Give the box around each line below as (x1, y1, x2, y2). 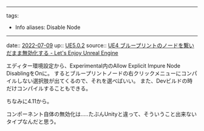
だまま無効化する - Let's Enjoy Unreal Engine (6, 50, 118, 56)
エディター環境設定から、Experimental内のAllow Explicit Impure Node (6, 62, 181, 69)
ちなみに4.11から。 (6, 98, 53, 104)
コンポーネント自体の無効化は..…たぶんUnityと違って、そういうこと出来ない (6, 110, 197, 118)
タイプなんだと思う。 (6, 118, 59, 125)
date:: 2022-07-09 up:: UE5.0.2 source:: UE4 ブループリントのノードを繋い (6, 42, 194, 49)
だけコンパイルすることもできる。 (6, 85, 92, 92)
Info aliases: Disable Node (15, 24, 81, 31)
